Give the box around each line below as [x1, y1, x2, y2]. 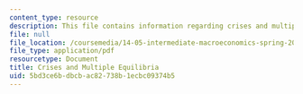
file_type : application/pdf [9, 47, 115, 56]
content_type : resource [9, 13, 99, 22]
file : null [9, 30, 50, 38]
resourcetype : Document [9, 55, 99, 64]
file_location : [9, 38, 67, 47]
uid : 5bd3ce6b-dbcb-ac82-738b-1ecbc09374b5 [9, 72, 176, 81]
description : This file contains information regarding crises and [9, 21, 269, 30]
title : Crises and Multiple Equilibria [9, 64, 160, 73]
